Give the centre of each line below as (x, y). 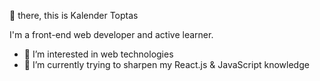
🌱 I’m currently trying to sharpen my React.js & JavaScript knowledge (166, 64)
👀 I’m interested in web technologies (98, 54)
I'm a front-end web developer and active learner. (111, 34)
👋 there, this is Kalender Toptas (74, 15)
